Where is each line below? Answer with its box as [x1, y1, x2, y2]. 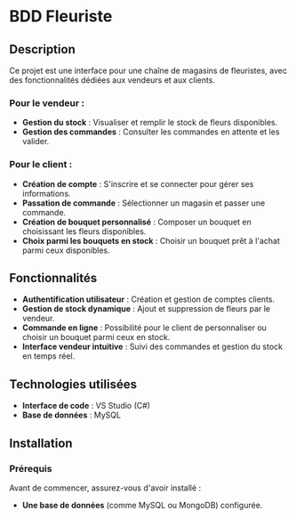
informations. [21, 188, 71, 199]
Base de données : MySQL [21, 410, 122, 420]
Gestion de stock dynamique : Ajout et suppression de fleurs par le [21, 304, 271, 314]
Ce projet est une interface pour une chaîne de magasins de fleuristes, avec [9, 65, 287, 76]
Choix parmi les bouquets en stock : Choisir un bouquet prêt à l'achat [21, 235, 280, 246]
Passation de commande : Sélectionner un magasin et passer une [21, 198, 266, 208]
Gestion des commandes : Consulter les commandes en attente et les [21, 126, 280, 137]
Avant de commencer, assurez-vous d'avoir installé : [9, 483, 202, 493]
